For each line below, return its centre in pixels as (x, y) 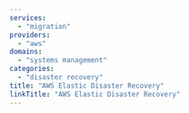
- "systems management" (62, 60)
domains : (26, 52)
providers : (30, 35)
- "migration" (44, 26)
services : (28, 18)
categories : (32, 69)
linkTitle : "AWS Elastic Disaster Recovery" (95, 94)
